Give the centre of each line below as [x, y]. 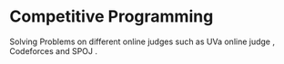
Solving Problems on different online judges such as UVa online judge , [142, 41]
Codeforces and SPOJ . [54, 50]
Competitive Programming [112, 17]
